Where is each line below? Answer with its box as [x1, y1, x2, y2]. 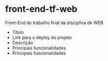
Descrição [12, 39, 33, 45]
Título [12, 29, 24, 35]
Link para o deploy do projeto [12, 34, 72, 40]
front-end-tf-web [5, 3, 78, 15]
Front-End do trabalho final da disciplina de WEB [5, 20, 104, 26]
